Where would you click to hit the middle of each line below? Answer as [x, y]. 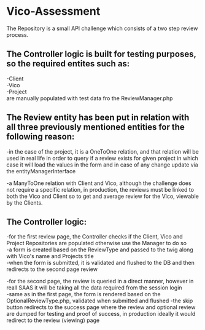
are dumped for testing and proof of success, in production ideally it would [101, 314]
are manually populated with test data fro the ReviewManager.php [90, 98]
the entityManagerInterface [41, 171]
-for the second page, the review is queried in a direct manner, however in [100, 281]
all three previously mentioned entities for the [96, 127]
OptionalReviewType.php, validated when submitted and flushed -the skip [100, 301]
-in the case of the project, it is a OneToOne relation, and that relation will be [103, 151]
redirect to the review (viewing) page [53, 320]
